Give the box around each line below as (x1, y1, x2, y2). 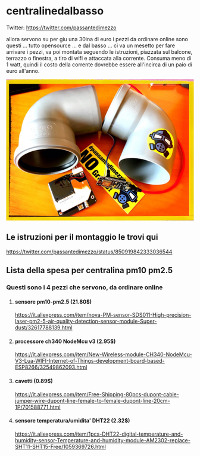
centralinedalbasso (6, 4, 104, 18)
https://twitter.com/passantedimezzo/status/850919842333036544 (6, 248, 173, 255)
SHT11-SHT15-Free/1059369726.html (14, 443, 106, 450)
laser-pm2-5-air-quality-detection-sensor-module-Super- (14, 318, 157, 325)
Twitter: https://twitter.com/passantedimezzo (6, 24, 117, 31)
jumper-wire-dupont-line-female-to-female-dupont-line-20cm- (14, 397, 171, 404)
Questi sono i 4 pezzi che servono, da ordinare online (6, 283, 163, 292)
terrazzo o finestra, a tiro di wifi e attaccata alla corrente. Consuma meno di (6, 54, 192, 62)
